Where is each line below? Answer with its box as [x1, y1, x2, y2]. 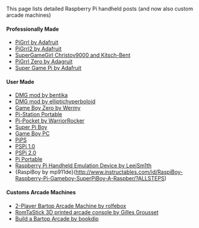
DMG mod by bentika [14, 92, 68, 99]
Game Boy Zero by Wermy [14, 104, 81, 112]
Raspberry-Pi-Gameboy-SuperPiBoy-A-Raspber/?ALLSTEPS [14, 175, 165, 182]
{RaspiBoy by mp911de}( [14, 168, 76, 176]
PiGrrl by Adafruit [14, 39, 58, 46]
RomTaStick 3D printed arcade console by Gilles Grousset [14, 208, 159, 216]
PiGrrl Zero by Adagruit [14, 58, 73, 65]
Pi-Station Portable [14, 111, 63, 118]
